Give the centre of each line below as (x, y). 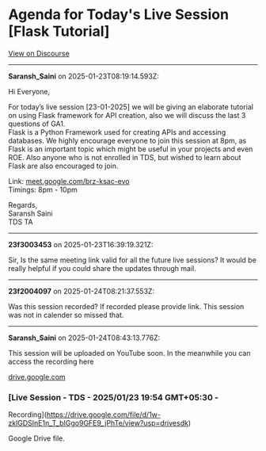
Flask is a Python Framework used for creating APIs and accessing (117, 132)
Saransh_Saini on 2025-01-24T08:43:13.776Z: (84, 338)
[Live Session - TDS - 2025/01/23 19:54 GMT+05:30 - (114, 397)
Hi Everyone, (29, 91)
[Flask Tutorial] (59, 31)
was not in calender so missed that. (66, 315)
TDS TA (21, 222)
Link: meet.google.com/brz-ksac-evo (69, 181)
